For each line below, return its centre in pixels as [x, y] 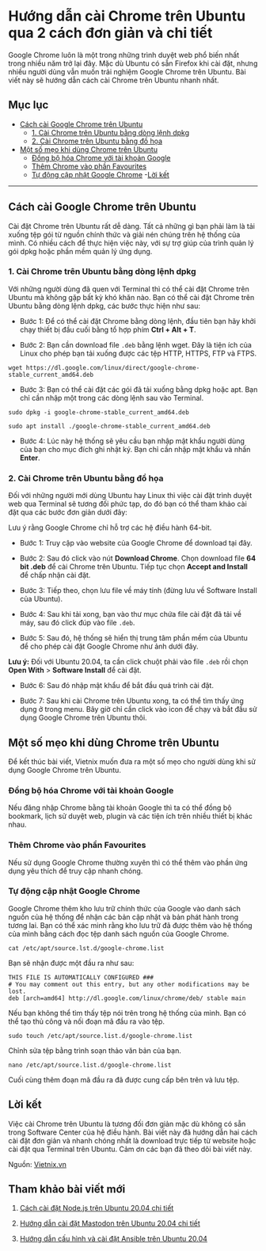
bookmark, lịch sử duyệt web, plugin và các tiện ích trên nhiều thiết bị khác [131, 816]
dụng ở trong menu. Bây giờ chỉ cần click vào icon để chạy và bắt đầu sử [138, 709]
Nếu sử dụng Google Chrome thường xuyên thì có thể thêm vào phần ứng [128, 862]
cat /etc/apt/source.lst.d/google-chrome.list [86, 948]
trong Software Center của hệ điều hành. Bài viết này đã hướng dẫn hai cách [133, 1132]
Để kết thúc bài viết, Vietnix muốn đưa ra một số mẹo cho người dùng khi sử [132, 761]
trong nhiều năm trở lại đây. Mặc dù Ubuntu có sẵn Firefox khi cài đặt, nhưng [133, 63]
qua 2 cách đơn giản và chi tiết [110, 33]
